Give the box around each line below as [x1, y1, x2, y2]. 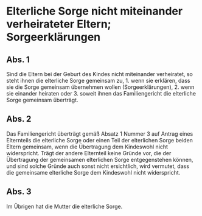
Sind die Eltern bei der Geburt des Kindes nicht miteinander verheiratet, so [6, 71, 193, 77]
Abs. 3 [6, 187, 32, 197]
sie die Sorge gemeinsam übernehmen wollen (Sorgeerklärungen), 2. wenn [6, 83, 195, 91]
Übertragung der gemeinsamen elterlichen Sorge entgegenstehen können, [6, 156, 193, 163]
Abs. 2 [6, 114, 32, 124]
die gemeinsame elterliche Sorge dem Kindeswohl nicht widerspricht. [6, 169, 181, 176]
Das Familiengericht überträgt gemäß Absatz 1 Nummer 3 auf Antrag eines [6, 130, 193, 138]
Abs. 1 [6, 54, 30, 64]
